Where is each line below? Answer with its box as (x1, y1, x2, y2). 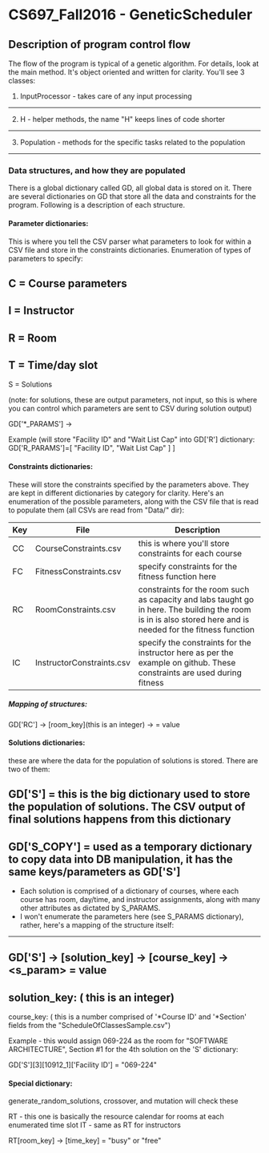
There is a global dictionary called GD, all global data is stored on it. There (8, 183, 252, 193)
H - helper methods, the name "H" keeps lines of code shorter (19, 115, 226, 123)
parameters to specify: (8, 253, 83, 263)
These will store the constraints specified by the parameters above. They (8, 479, 250, 489)
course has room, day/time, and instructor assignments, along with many (19, 895, 260, 904)
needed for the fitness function (138, 624, 255, 635)
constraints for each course (138, 548, 243, 559)
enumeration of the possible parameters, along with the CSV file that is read (8, 496, 259, 506)
